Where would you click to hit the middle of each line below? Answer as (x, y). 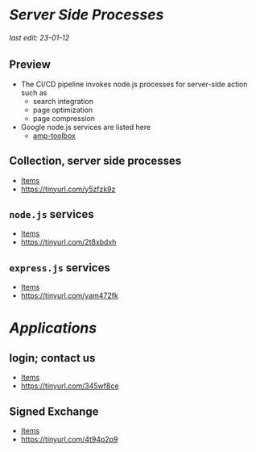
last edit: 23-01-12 (39, 37)
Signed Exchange (54, 411)
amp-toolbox (54, 136)
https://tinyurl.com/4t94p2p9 (69, 439)
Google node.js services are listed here (86, 127)
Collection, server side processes (95, 161)
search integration (63, 101)
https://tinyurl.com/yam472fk (70, 295)
